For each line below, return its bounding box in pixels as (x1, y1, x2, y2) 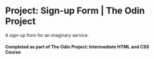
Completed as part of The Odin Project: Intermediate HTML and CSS (5, 43, 149, 49)
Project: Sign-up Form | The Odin (5, 5, 145, 16)
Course (5, 49, 21, 55)
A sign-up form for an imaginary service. (5, 32, 89, 38)
